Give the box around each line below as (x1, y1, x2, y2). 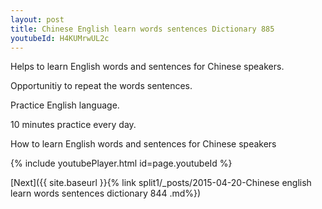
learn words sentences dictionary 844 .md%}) (10, 187, 202, 200)
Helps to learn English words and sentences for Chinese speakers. (10, 61, 285, 73)
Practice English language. (10, 99, 120, 111)
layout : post (10, 14, 65, 25)
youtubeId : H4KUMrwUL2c (10, 33, 110, 43)
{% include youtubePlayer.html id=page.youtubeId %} (10, 157, 233, 170)
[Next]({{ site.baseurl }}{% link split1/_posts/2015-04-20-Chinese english (10, 177, 312, 189)
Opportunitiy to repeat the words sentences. (10, 80, 193, 92)
